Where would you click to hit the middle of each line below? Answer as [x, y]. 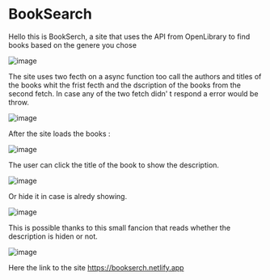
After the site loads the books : [59, 134]
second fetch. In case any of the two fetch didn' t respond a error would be [133, 93]
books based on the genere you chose [73, 45]
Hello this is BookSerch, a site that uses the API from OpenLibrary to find [129, 36]
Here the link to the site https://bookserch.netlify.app [96, 267]
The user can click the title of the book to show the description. [114, 165]
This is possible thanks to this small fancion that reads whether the [120, 227]
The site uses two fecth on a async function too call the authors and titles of [135, 76]
